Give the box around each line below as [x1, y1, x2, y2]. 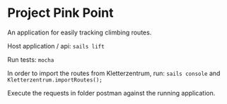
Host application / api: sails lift [7, 41, 105, 50]
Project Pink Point [7, 5, 115, 21]
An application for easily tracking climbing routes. [7, 28, 152, 37]
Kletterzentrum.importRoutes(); [7, 76, 103, 84]
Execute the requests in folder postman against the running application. [7, 89, 216, 97]
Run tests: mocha [7, 55, 54, 64]
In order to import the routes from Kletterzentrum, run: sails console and [7, 69, 221, 77]
